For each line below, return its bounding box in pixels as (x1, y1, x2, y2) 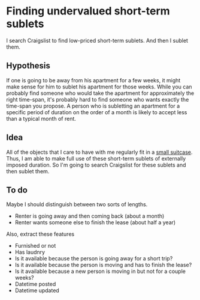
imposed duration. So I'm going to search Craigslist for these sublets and (6, 161, 187, 168)
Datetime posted (14, 281, 56, 288)
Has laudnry (14, 248, 46, 256)
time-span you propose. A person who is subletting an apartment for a (6, 102, 180, 109)
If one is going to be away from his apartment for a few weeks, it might (6, 76, 181, 84)
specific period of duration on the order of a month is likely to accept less (6, 108, 187, 115)
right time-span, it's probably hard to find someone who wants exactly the (6, 96, 189, 103)
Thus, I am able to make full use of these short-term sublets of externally (6, 155, 186, 162)
